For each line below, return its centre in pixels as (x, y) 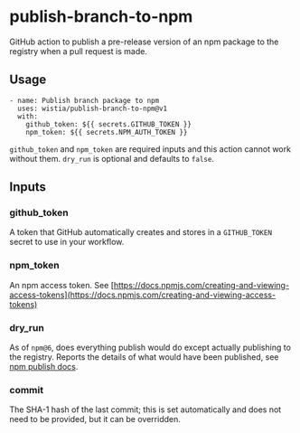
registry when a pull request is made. (78, 51)
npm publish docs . (44, 367)
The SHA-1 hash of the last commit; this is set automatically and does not (145, 409)
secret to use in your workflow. (67, 242)
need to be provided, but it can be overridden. (95, 419)
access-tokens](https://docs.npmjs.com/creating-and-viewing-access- (143, 295)
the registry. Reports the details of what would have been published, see (144, 357)
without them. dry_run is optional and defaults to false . (112, 158)
